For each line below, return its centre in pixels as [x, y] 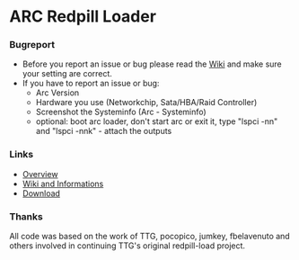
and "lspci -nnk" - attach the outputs [104, 131]
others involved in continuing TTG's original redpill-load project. [127, 246]
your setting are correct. [67, 74]
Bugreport [32, 45]
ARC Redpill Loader [83, 17]
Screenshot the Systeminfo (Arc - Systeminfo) [121, 112]
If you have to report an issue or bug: [91, 84]
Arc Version [57, 93]
